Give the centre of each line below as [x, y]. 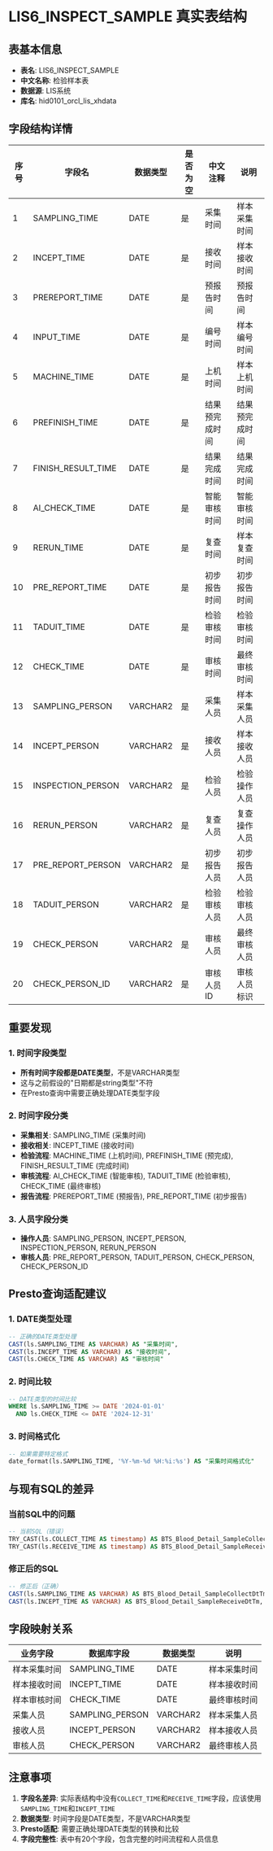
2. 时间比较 [30, 1382]
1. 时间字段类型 [38, 1053]
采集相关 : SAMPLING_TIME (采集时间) [83, 1135]
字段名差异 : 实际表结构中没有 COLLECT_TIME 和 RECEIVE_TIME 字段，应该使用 [141, 1798]
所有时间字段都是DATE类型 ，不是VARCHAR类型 [100, 1072]
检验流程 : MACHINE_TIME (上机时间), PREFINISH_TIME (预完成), [127, 1155]
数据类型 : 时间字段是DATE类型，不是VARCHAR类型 [105, 1818]
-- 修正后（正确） [35, 1586]
